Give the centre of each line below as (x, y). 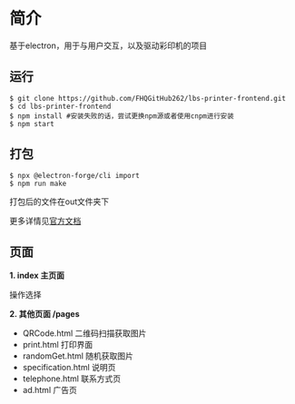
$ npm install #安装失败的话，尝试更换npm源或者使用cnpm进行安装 (122, 116)
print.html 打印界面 (58, 345)
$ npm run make (38, 183)
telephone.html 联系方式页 (72, 379)
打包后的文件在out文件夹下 (59, 202)
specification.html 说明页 (69, 368)
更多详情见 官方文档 (45, 221)
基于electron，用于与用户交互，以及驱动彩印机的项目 (108, 45)
